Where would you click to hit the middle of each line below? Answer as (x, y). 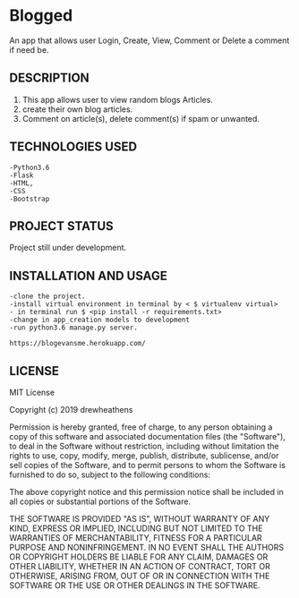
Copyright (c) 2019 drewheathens (71, 410)
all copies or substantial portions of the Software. (100, 501)
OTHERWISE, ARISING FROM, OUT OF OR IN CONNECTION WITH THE (140, 576)
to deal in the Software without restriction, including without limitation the (144, 446)
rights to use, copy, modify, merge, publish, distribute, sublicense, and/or (144, 456)
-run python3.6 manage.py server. (74, 328)
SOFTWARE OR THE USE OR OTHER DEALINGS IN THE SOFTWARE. (135, 585)
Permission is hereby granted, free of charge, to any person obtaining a (141, 427)
